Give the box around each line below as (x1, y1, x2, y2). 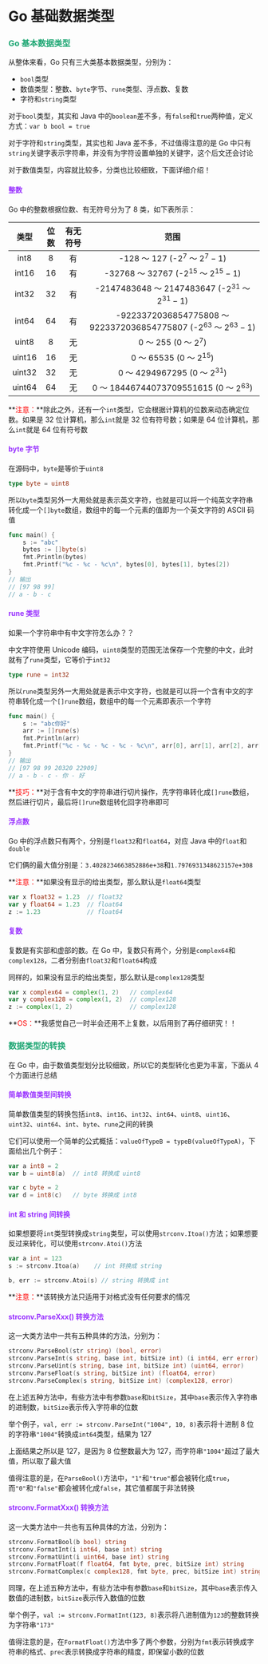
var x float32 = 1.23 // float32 (8, 892, 124, 901)
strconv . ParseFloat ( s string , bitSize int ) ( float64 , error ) (8, 1369, 216, 1377)
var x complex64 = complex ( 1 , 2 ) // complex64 (8, 988, 173, 996)
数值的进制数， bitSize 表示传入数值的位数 (8, 1593, 146, 1602)
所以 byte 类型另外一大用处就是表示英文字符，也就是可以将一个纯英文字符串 (8, 494, 254, 504)
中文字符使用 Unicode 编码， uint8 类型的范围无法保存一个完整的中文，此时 (8, 645, 254, 654)
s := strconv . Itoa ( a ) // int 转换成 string (8, 1262, 162, 1270)
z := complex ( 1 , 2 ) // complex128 (8, 1003, 177, 1011)
